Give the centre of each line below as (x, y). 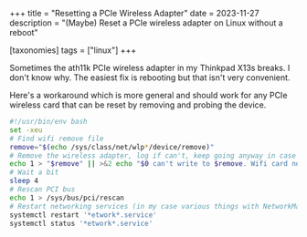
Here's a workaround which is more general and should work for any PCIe (148, 95)
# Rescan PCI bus (42, 190)
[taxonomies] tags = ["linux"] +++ (73, 50)
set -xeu (26, 130)
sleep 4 (24, 181)
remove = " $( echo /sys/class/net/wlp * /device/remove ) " (112, 147)
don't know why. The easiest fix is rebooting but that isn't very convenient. (150, 77)
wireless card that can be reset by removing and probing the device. (138, 105)
